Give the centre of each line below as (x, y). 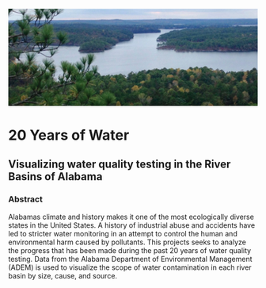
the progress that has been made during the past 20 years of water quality (130, 250)
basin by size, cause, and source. (63, 275)
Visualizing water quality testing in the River (120, 165)
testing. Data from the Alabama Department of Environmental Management (130, 259)
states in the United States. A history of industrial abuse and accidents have (132, 225)
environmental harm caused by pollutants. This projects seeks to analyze (127, 242)
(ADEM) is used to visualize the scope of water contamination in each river (130, 267)
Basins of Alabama (55, 177)
